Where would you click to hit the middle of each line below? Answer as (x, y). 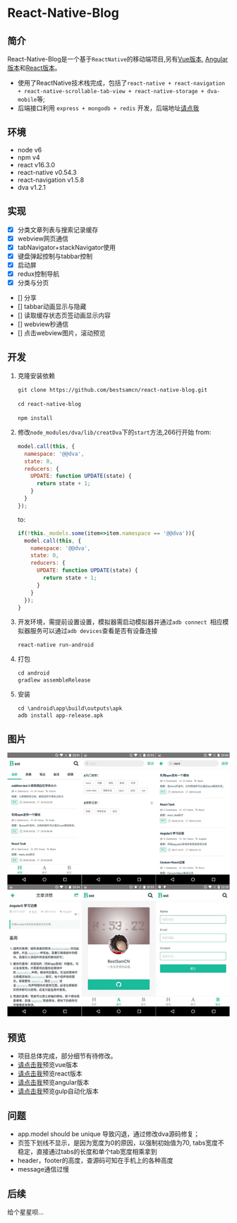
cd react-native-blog (49, 404)
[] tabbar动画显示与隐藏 (52, 307)
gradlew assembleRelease (54, 680)
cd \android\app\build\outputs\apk (70, 709)
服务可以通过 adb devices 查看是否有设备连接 (94, 631)
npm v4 (29, 157)
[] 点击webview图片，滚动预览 (61, 333)
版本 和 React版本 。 (34, 68)
